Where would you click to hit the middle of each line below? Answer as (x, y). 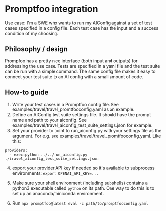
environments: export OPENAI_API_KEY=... (55, 173)
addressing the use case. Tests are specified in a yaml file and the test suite (83, 66)
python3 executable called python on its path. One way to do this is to (83, 188)
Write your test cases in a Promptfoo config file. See (65, 104)
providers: (16, 150)
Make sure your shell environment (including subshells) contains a (80, 183)
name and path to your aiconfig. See (49, 120)
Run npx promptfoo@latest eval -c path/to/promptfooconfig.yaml (80, 203)
